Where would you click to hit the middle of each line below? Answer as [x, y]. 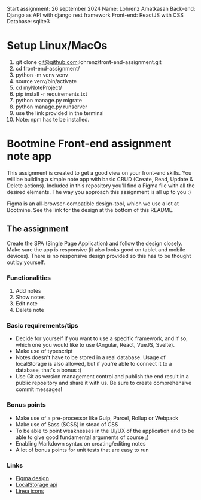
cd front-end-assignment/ [48, 68]
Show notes [30, 297]
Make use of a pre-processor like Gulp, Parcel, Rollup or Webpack [97, 418]
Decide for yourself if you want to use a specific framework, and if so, [101, 338]
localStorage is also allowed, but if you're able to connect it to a [94, 364]
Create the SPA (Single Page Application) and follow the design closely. [95, 243]
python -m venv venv [42, 75]
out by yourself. [26, 262]
